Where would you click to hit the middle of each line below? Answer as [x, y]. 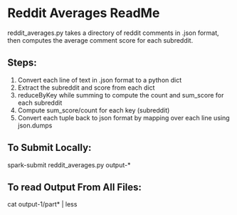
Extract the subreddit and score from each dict [86, 88]
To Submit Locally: [49, 148]
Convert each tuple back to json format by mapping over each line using [123, 117]
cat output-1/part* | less [42, 204]
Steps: [22, 63]
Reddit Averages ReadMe [84, 13]
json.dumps [35, 125]
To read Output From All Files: [75, 187]
